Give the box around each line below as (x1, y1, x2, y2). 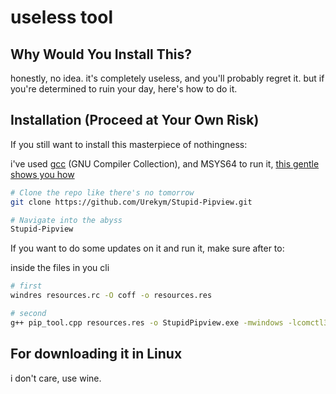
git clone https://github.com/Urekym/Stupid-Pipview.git (10, 197, 253, 207)
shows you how (10, 168, 75, 180)
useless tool (10, 6, 113, 29)
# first (10, 281, 43, 291)
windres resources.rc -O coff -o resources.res (10, 291, 213, 301)
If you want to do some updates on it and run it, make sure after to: (10, 242, 285, 255)
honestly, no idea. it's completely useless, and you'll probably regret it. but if (10, 72, 325, 84)
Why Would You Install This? (10, 46, 193, 63)
